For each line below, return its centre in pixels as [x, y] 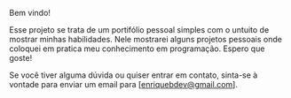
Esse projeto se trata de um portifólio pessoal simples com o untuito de [139, 30]
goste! [21, 58]
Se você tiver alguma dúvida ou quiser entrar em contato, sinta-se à [134, 75]
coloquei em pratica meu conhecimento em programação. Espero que [137, 49]
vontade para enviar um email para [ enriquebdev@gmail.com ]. [123, 84]
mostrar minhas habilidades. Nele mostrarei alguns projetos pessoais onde [145, 39]
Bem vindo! [30, 13]
